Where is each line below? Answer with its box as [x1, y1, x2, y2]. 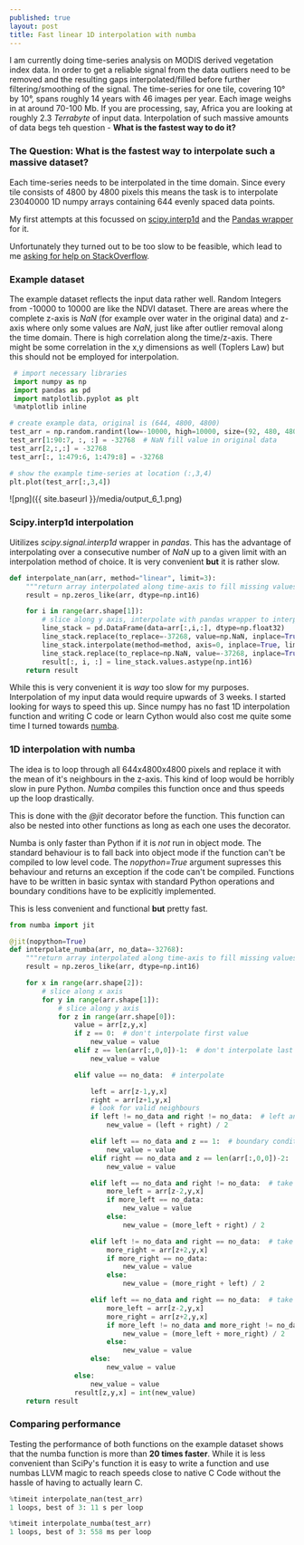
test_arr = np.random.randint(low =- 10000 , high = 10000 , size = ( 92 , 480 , [9, 427, 281, 437]
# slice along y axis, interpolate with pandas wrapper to [42, 615, 270, 625]
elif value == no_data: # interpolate [73, 1070, 224, 1080]
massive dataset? [9, 156, 89, 168]
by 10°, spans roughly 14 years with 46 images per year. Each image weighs [9, 93, 292, 104]
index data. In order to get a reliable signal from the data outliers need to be [9, 64, 291, 75]
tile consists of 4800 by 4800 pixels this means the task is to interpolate [9, 187, 279, 197]
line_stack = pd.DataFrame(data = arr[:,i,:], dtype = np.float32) [42, 624, 285, 633]
